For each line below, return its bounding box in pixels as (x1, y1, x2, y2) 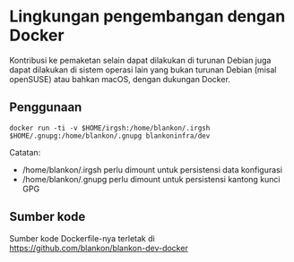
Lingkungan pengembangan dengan (9, 6, 286, 27)
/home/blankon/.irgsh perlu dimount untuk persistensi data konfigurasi (22, 164, 282, 175)
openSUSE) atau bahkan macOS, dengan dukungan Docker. (9, 73, 231, 84)
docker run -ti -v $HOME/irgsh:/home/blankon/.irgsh (9, 123, 211, 132)
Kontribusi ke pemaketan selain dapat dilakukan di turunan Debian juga (9, 55, 272, 65)
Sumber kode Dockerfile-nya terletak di (9, 232, 155, 243)
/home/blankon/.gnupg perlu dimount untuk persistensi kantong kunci (22, 173, 281, 184)
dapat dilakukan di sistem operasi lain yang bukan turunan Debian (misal (9, 64, 277, 75)
